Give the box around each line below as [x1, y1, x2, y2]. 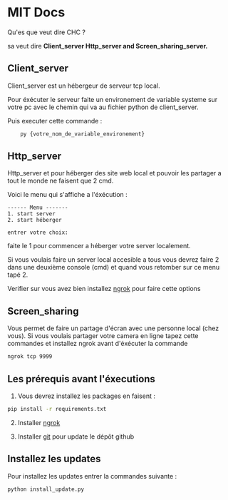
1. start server [7, 210, 56, 218]
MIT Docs [7, 4, 66, 21]
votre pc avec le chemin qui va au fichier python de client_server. [7, 103, 199, 111]
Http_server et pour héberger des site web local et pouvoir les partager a [7, 169, 222, 178]
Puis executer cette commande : [7, 116, 103, 125]
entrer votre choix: [7, 229, 69, 236]
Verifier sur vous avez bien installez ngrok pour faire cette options [7, 285, 201, 293]
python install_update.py [7, 486, 84, 493]
